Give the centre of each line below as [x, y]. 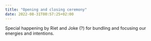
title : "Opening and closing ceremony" [46, 10]
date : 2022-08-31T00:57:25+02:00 [39, 14]
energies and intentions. [30, 33]
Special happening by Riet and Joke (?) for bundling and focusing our [76, 28]
